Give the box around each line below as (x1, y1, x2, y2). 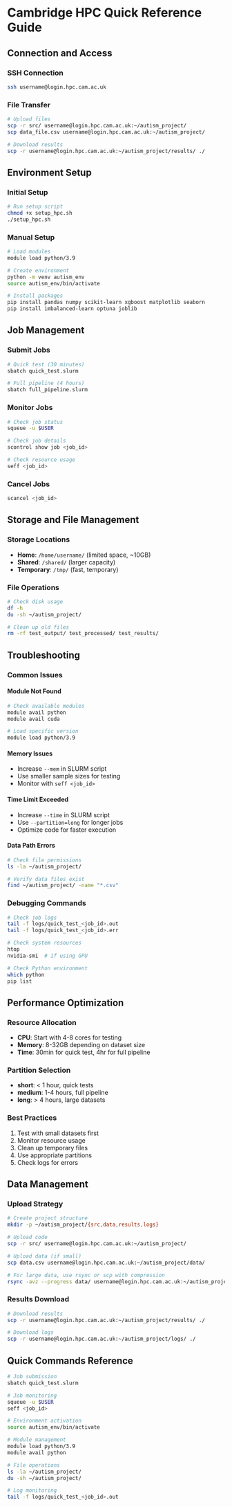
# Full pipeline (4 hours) (7, 380, 85, 387)
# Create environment (7, 267, 70, 274)
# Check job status (7, 418, 64, 425)
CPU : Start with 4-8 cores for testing (17, 1033, 122, 1042)
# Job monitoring (7, 1392, 57, 1399)
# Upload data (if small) (7, 1252, 81, 1260)
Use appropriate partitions (17, 1151, 92, 1159)
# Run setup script (7, 203, 64, 211)
